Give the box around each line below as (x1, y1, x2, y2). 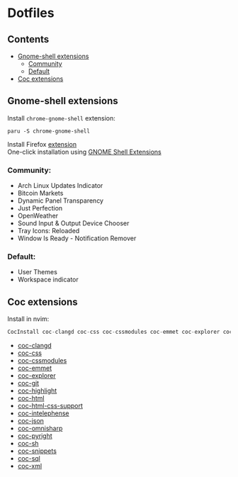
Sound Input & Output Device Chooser (17, 219, 130, 228)
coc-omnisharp (17, 424, 63, 433)
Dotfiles (7, 5, 55, 21)
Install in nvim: (7, 315, 50, 323)
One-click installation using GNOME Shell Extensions (7, 147, 161, 156)
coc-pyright (17, 432, 53, 440)
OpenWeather (17, 211, 59, 220)
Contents (7, 33, 50, 45)
